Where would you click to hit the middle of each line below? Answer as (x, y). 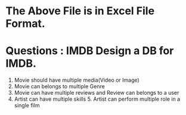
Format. (25, 24)
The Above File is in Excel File (80, 11)
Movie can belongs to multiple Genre (59, 86)
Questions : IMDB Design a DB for (90, 51)
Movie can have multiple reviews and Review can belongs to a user (97, 93)
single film (27, 105)
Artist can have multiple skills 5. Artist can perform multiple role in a (97, 99)
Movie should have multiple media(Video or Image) (77, 80)
